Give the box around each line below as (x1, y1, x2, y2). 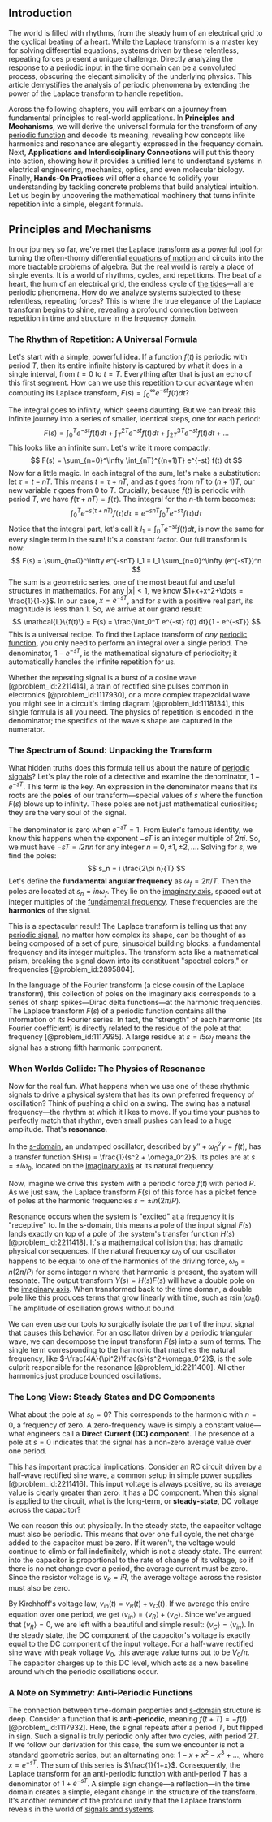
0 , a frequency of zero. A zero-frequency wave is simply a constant (8, 1420, 235, 1430)
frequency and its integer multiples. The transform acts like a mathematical (8, 948, 259, 957)
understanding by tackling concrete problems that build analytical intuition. (8, 182, 259, 192)
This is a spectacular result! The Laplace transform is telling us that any (8, 922, 248, 931)
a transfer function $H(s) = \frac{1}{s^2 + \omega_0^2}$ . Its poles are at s (8, 1152, 256, 1162)
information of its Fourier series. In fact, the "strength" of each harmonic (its (8, 1015, 263, 1025)
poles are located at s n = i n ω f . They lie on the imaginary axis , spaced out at (8, 887, 261, 898)
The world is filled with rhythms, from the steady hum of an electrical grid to (8, 28, 263, 37)
